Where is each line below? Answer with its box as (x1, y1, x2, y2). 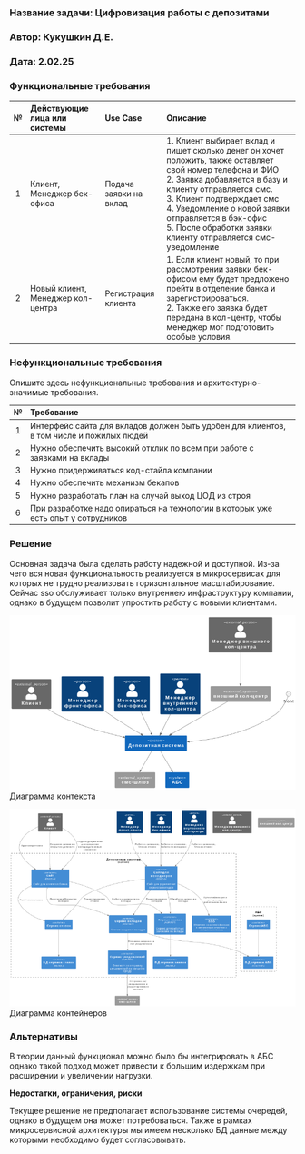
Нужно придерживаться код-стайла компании (30, 465, 212, 476)
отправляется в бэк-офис (166, 212, 268, 224)
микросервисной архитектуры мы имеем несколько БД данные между (9, 1125, 288, 1136)
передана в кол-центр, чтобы (166, 312, 282, 323)
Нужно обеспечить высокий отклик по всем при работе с (30, 443, 254, 453)
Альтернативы (9, 1030, 79, 1042)
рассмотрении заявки (166, 264, 252, 274)
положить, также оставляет (166, 154, 274, 165)
